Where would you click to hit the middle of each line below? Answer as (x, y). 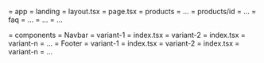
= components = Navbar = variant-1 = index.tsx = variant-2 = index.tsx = (127, 35)
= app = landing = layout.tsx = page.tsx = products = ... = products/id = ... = (132, 11)
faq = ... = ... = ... (36, 20)
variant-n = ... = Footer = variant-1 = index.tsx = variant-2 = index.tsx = (124, 43)
